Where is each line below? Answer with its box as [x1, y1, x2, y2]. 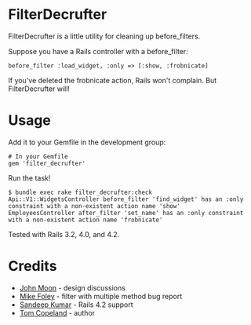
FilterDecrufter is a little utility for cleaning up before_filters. [8, 31, 201, 41]
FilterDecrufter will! [8, 84, 71, 93]
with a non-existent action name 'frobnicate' [8, 216, 163, 224]
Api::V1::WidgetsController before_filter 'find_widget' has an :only [8, 195, 244, 203]
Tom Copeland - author [19, 308, 96, 317]
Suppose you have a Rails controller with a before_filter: [8, 46, 188, 56]
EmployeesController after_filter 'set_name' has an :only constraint [8, 209, 244, 217]
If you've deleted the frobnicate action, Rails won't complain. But [8, 75, 217, 85]
